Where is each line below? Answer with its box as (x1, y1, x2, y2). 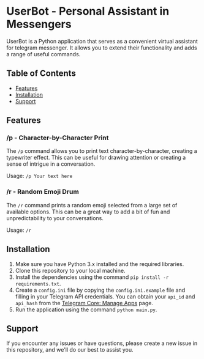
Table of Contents (6, 68, 77, 79)
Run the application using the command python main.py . (15, 306, 157, 313)
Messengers (6, 17, 72, 31)
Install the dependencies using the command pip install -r (15, 273, 169, 281)
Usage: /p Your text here (6, 172, 73, 180)
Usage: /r (6, 226, 32, 234)
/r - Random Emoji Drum (6, 188, 80, 196)
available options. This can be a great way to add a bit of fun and (6, 208, 170, 215)
